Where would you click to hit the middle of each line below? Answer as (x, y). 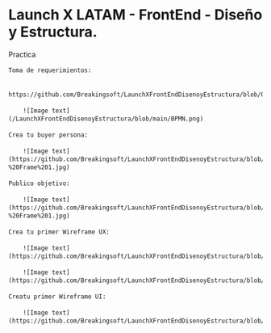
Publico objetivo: (39, 183)
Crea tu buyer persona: (48, 135)
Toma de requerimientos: (50, 70)
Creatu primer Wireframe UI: (57, 297)
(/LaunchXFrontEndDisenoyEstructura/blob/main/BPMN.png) (106, 119)
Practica (22, 54)
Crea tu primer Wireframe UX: (59, 232)
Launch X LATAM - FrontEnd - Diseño (135, 15)
